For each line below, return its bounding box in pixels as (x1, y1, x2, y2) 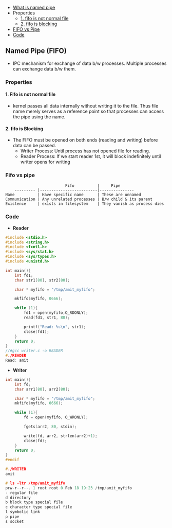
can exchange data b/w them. (12, 65, 76, 72)
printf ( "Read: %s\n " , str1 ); (24, 324, 86, 329)
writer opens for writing (20, 159, 70, 165)
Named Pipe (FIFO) (5, 46, 67, 56)
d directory (5, 495, 31, 500)
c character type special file (5, 504, 72, 510)
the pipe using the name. (12, 113, 66, 120)
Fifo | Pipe (65, 183, 121, 188)
